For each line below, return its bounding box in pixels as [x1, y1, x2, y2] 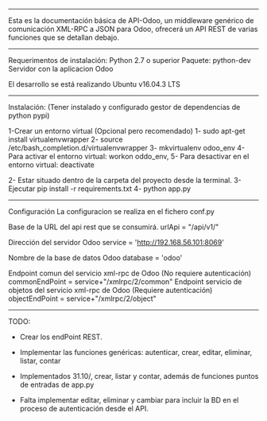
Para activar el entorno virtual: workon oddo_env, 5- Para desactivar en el [8, 152, 250, 161]
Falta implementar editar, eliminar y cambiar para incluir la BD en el [19, 396, 239, 404]
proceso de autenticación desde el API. [19, 403, 149, 413]
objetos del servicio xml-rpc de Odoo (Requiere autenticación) [8, 286, 213, 294]
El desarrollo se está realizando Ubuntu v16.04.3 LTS [8, 80, 181, 88]
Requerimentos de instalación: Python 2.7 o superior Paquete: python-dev [8, 56, 252, 64]
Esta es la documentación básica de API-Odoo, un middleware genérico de [8, 16, 254, 25]
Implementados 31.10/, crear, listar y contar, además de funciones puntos [19, 372, 259, 380]
